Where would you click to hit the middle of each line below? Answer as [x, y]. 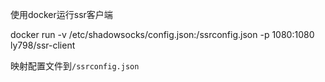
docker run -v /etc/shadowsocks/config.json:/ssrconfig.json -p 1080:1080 [162, 34]
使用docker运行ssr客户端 [61, 14]
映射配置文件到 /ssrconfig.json [75, 66]
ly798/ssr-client [43, 45]
